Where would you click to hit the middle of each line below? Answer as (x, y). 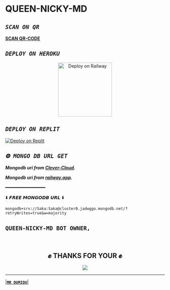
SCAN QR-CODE (23, 38)
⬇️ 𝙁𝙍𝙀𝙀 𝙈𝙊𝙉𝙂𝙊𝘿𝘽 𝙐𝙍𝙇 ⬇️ (35, 198)
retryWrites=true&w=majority (36, 213)
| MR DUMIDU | (17, 282)
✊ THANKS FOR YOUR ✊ (85, 256)
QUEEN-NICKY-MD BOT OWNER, (48, 228)
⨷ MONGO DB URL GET (36, 156)
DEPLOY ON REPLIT (32, 129)
